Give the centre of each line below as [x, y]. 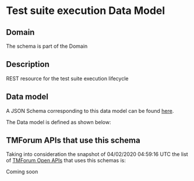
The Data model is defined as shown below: [59, 122]
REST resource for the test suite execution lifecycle [67, 78]
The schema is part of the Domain [47, 46]
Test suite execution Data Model [86, 11]
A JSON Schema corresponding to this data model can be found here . [90, 111]
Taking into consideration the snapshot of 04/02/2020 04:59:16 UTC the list [97, 154]
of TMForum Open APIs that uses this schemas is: [66, 161]
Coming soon [22, 172]
